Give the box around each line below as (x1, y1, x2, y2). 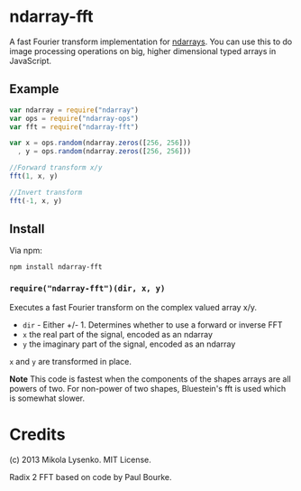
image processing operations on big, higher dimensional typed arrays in (9, 45, 277, 56)
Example (9, 81, 59, 97)
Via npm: (9, 245, 42, 256)
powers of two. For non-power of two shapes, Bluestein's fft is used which (9, 383, 287, 394)
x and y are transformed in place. (9, 356, 132, 366)
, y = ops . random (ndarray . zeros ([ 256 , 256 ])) (17, 147, 192, 156)
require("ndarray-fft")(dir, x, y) (9, 283, 166, 294)
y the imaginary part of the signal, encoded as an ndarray (22, 338, 236, 349)
